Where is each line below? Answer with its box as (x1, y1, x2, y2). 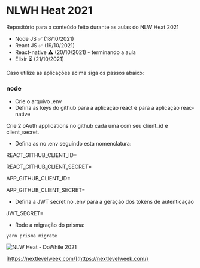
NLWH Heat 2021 (6, 4, 93, 17)
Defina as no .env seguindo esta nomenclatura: (14, 140, 132, 147)
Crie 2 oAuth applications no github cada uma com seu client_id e (6, 122, 169, 130)
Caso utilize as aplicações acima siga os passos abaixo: (6, 69, 144, 76)
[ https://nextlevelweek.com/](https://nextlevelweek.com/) (6, 255, 149, 263)
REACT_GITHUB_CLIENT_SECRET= (6, 163, 92, 171)
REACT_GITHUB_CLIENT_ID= (6, 152, 78, 159)
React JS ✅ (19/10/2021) (14, 41, 75, 49)
